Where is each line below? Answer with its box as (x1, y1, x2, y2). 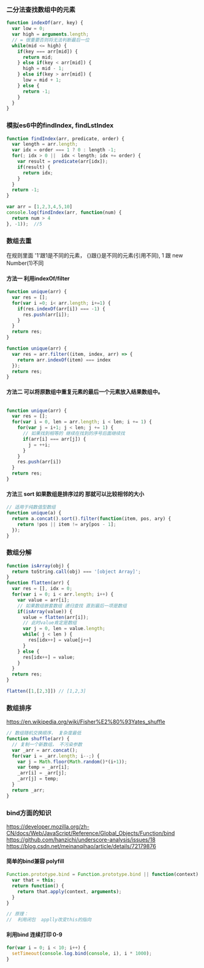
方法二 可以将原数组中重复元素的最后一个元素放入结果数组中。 (6, 388, 164, 395)
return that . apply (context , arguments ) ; (17, 888, 122, 895)
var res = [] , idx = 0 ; (12, 586, 72, 592)
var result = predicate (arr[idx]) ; (17, 159, 108, 165)
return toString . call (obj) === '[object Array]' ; (12, 569, 141, 575)
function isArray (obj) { (6, 562, 70, 569)
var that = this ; (12, 877, 56, 883)
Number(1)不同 (6, 259, 44, 267)
